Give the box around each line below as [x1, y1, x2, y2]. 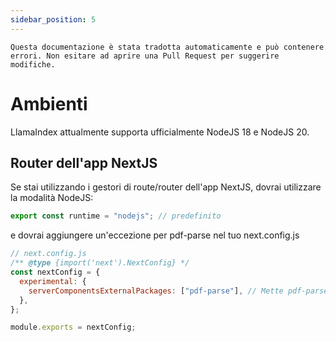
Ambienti [10, 92, 88, 115]
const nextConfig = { [10, 267, 101, 277]
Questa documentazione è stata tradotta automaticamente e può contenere [10, 42, 325, 52]
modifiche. [10, 59, 56, 70]
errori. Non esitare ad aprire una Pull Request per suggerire [10, 51, 280, 61]
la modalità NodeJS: [10, 192, 94, 204]
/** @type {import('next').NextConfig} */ [10, 258, 190, 268]
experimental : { [19, 276, 87, 286]
